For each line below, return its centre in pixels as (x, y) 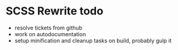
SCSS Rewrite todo (54, 11)
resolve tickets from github (48, 28)
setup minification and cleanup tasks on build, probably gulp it (93, 40)
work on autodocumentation (50, 34)
